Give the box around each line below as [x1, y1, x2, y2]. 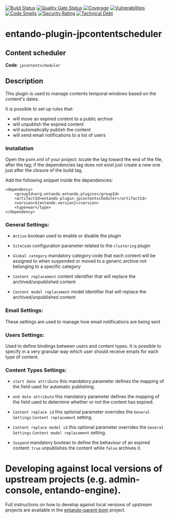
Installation [5, 145, 34, 152]
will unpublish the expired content [12, 121, 84, 127]
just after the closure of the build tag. [5, 167, 83, 173]
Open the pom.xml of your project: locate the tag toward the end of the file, [5, 156, 163, 163]
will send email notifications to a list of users [12, 132, 106, 138]
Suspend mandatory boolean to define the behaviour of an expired [12, 440, 150, 446]
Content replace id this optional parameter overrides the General [12, 409, 150, 415]
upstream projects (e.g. [5, 474, 107, 485]
